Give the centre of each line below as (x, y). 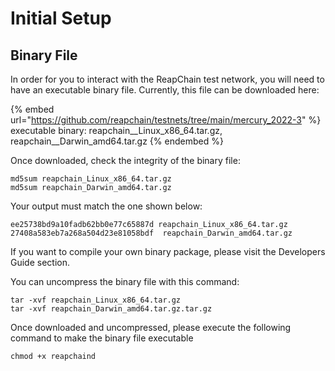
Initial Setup (61, 18)
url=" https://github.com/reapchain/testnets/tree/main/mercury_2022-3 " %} (166, 120)
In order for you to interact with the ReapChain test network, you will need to (167, 79)
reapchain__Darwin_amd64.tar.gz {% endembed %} (117, 141)
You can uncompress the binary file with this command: (125, 281)
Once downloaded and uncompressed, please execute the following (151, 327)
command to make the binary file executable (102, 338)
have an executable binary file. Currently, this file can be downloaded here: (165, 90)
